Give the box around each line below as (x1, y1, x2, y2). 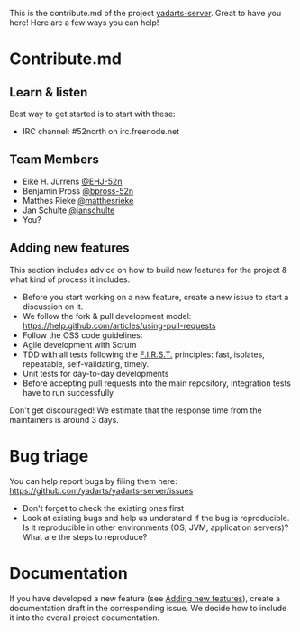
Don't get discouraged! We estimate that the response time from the (9, 405, 263, 416)
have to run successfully (22, 387, 114, 398)
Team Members (9, 152, 99, 168)
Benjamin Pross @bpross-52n (22, 185, 134, 197)
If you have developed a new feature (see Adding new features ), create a (9, 592, 281, 603)
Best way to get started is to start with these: (9, 108, 176, 119)
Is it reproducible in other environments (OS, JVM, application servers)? (22, 522, 289, 533)
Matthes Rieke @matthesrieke (22, 195, 134, 206)
